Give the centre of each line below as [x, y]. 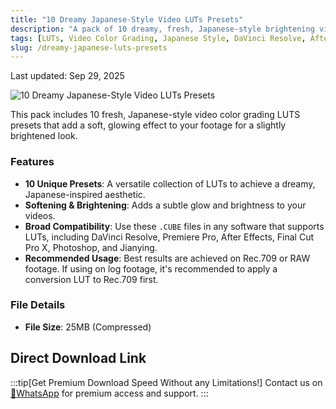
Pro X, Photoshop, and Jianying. [91, 247]
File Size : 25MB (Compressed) [88, 327]
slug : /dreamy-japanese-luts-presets [89, 47]
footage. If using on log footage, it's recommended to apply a [151, 268]
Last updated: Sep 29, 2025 [67, 76]
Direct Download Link [78, 358]
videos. [40, 215]
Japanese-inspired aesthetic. [85, 194]
